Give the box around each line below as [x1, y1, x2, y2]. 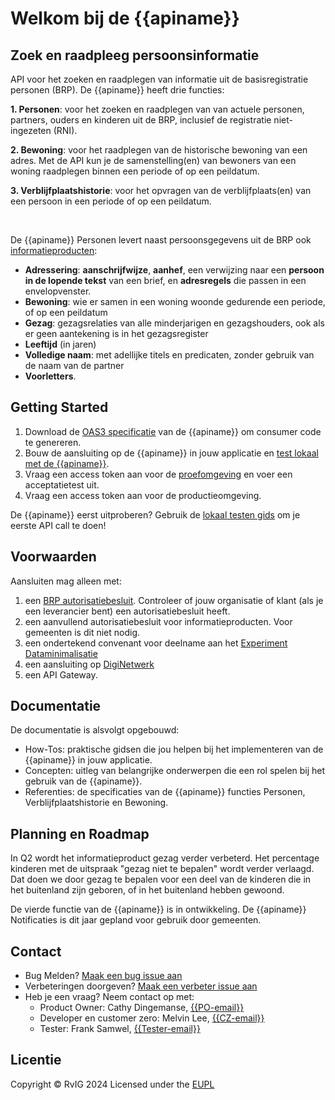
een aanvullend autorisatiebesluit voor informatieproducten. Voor [24, 615, 293, 627]
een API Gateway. [24, 668, 98, 681]
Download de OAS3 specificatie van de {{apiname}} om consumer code [24, 425, 322, 437]
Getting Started [10, 399, 109, 416]
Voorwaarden [10, 548, 97, 566]
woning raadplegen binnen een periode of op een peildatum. [10, 165, 260, 177]
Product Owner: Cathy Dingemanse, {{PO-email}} [39, 1002, 245, 1014]
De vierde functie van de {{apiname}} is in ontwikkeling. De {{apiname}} [10, 903, 307, 916]
